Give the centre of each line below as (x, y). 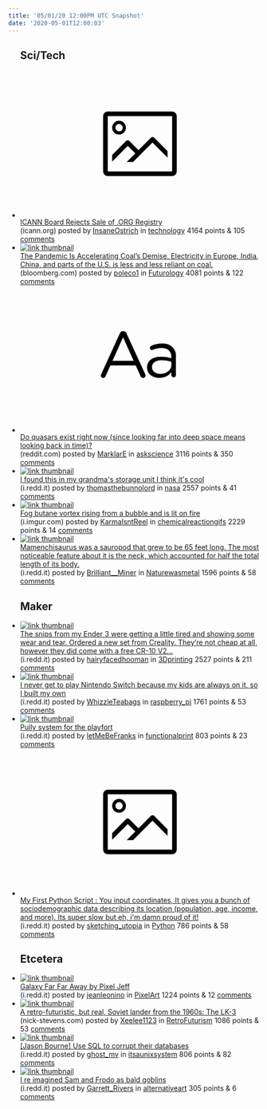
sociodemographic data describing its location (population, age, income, (139, 908)
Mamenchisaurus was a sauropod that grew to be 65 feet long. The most (139, 547)
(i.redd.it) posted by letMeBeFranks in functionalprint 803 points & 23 (133, 736)
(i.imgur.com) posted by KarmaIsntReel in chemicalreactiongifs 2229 (132, 522)
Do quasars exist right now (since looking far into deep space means (132, 437)
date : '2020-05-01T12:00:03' (57, 23)
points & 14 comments (56, 531)
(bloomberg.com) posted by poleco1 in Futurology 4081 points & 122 (132, 273)
